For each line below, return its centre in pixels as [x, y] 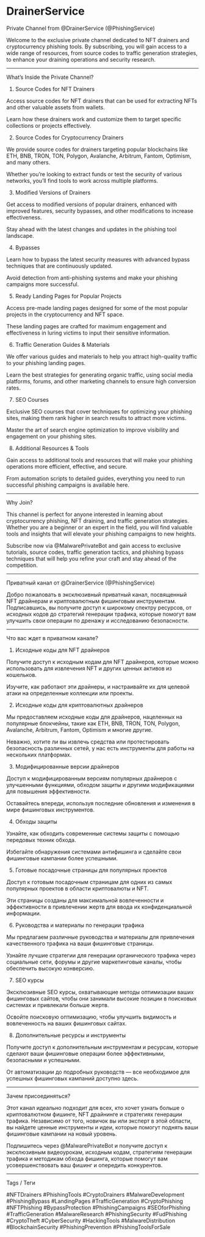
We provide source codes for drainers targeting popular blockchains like [97, 149]
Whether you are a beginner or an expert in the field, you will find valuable [99, 527]
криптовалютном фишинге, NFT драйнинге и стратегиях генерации [94, 1114]
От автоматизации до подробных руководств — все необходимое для [98, 1072]
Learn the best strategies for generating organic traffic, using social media [100, 375]
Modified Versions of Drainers [53, 192]
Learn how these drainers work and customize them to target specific [94, 119]
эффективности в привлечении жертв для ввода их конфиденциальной [99, 907]
